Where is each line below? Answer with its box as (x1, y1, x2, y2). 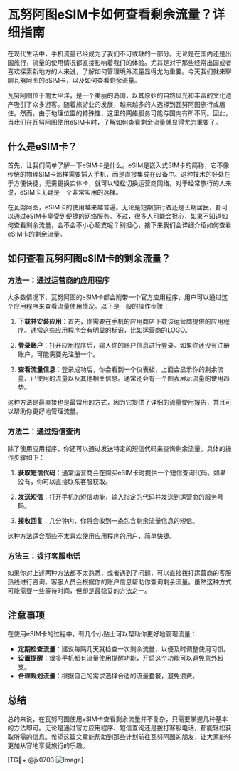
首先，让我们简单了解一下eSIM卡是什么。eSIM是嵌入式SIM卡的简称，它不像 (7, 161, 230, 170)
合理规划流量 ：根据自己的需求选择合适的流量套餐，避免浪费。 (17, 671, 199, 680)
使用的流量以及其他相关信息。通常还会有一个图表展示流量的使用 (36, 374, 224, 383)
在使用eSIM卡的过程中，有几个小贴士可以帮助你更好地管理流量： (7, 629, 197, 638)
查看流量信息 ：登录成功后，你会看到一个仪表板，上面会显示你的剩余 (17, 365, 218, 374)
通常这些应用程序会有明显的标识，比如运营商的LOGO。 (30, 326, 192, 335)
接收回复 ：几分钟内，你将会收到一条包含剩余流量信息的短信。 (17, 516, 199, 524)
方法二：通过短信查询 (7, 427, 80, 437)
